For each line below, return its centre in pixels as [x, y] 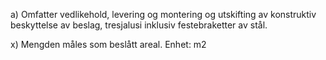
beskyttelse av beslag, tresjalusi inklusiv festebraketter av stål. [139, 25]
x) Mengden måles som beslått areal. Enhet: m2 [108, 44]
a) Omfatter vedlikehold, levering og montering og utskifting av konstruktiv [163, 14]
